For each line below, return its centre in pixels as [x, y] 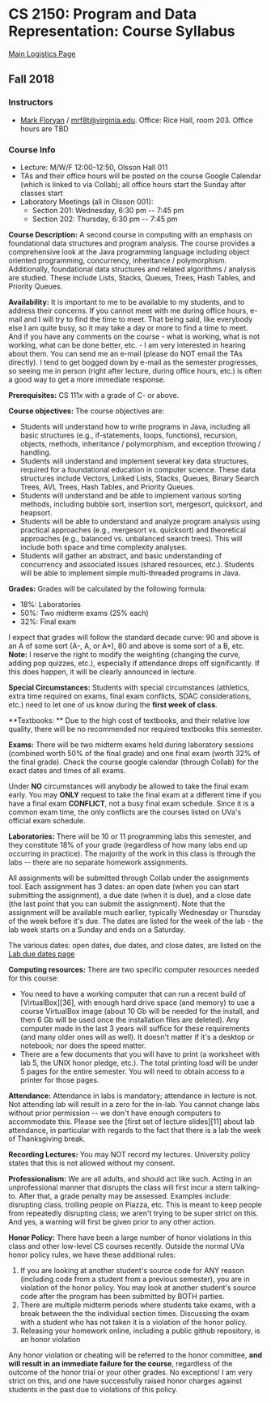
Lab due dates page [42, 954]
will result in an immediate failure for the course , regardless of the [121, 1363]
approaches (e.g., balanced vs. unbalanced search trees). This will [131, 538]
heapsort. [36, 512]
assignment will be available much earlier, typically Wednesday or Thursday [135, 912]
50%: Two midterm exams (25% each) [85, 613]
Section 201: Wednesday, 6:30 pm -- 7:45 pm [108, 210]
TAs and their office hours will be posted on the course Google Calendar [140, 176]
